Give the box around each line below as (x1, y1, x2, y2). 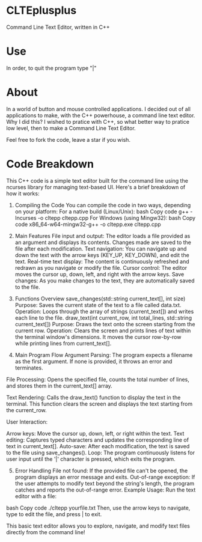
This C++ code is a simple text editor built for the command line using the (6, 177, 188, 184)
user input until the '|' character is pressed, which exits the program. (6, 455, 176, 463)
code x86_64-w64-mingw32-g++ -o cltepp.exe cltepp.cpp (14, 221, 161, 228)
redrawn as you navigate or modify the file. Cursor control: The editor (14, 264, 188, 271)
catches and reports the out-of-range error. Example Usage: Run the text (14, 486, 196, 493)
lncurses (14, 214, 37, 221)
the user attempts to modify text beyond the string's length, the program (14, 480, 195, 487)
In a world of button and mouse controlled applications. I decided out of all (6, 105, 191, 112)
